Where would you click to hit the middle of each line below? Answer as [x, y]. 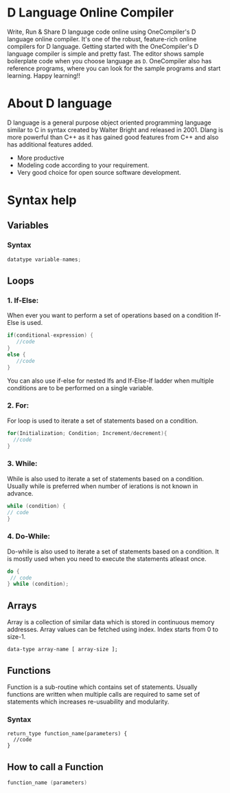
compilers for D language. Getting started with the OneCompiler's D [103, 46]
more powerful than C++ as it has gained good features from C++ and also [113, 137]
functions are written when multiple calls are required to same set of [104, 694]
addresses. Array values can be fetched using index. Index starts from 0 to [113, 630]
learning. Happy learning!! [44, 75]
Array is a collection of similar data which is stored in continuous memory [111, 622]
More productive [41, 158]
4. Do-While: [28, 536]
